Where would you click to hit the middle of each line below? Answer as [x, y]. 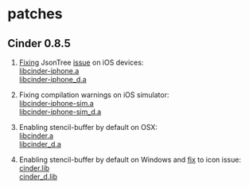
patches [35, 14]
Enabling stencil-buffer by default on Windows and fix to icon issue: [130, 159]
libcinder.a [36, 136]
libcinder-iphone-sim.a [56, 103]
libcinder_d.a [40, 144]
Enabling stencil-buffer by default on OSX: [88, 127]
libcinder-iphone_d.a [53, 79]
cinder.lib [34, 168]
